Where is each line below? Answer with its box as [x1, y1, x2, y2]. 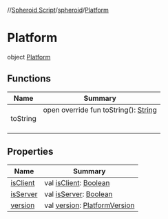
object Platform [7, 53, 51, 61]
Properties [7, 146, 54, 158]
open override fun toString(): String [43, 105, 157, 115]
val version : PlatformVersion [44, 200, 135, 210]
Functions [7, 73, 52, 85]
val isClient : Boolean [44, 178, 110, 187]
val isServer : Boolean [44, 189, 113, 199]
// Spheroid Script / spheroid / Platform [7, 6, 109, 14]
